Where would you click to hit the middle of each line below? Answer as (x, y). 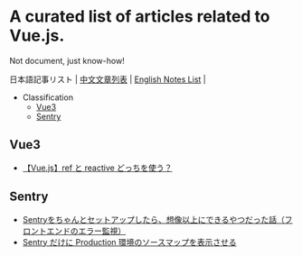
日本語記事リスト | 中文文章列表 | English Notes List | (108, 79)
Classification (48, 97)
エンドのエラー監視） (86, 231)
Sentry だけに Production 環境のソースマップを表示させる (129, 242)
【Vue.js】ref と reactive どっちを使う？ (97, 168)
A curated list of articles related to (140, 17)
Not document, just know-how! (67, 60)
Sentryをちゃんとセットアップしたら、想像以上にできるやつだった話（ (153, 219)
